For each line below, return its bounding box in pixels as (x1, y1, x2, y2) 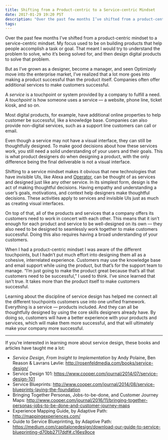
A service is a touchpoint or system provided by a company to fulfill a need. (5, 92, 161, 98)
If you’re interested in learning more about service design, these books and (5, 340, 160, 346)
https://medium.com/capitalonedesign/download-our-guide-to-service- (12, 424, 161, 430)
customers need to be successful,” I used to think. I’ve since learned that (5, 273, 155, 279)
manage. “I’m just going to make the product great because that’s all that (5, 268, 155, 274)
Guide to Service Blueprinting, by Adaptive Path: (12, 418, 112, 424)
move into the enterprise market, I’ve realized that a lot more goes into (5, 71, 150, 78)
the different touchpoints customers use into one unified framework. (5, 299, 146, 305)
